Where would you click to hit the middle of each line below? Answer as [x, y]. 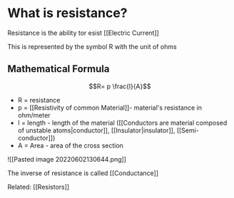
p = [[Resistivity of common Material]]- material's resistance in [110, 108]
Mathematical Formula [58, 69]
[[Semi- [188, 130]
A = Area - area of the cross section [70, 145]
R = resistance [39, 100]
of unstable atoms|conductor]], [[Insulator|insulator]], [96, 130]
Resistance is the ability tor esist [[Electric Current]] [83, 33]
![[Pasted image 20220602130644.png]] [67, 159]
